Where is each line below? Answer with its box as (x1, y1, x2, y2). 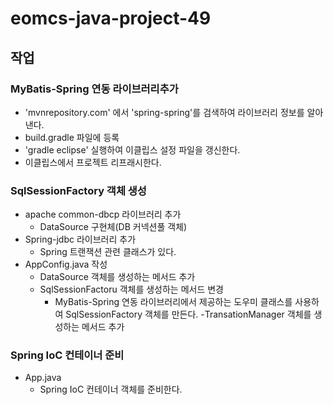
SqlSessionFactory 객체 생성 (10, 183, 147, 197)
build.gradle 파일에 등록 (24, 131, 120, 143)
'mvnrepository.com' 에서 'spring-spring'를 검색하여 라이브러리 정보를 (24, 106, 305, 118)
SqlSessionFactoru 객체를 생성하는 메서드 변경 (39, 283, 224, 296)
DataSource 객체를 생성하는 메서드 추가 (39, 271, 196, 283)
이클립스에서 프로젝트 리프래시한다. (24, 156, 162, 168)
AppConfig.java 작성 (24, 258, 108, 271)
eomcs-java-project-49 (10, 7, 212, 30)
